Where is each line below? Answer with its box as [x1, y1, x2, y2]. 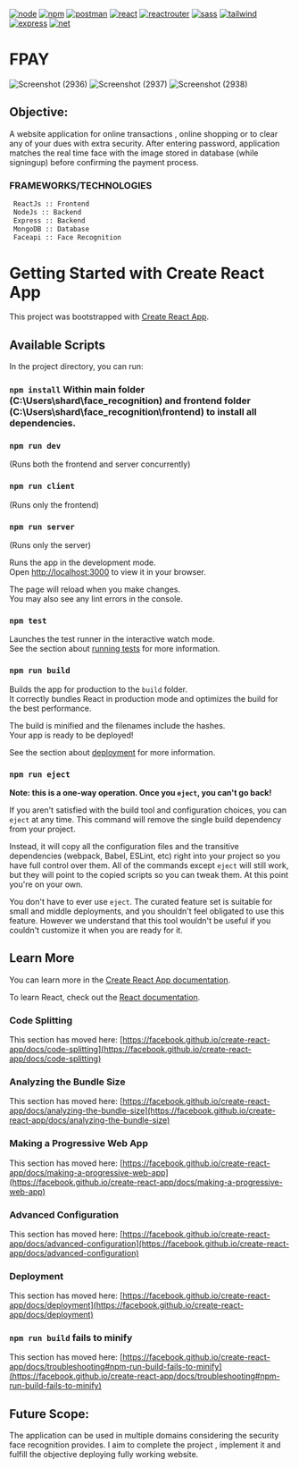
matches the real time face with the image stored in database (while [9, 148, 259, 158]
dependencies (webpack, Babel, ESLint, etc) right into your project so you [9, 850, 281, 861]
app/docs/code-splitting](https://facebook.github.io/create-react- [9, 1043, 252, 1054]
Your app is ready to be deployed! [9, 730, 134, 740]
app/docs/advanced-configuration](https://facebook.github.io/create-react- [9, 1238, 290, 1249]
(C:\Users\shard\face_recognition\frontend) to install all [9, 406, 257, 418]
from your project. [9, 823, 76, 834]
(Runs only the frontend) [9, 499, 100, 510]
